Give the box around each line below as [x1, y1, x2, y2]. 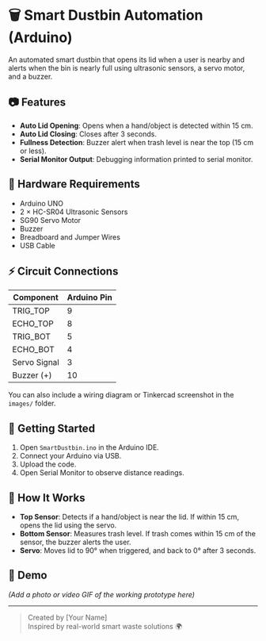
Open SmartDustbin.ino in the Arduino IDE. [19, 443, 160, 452]
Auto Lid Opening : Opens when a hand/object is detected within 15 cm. [19, 121, 253, 130]
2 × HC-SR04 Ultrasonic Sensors [19, 207, 128, 217]
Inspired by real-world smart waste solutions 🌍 [27, 621, 183, 631]
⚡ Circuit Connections [8, 264, 119, 278]
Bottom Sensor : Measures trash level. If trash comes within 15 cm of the [19, 529, 256, 538]
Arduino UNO [19, 198, 64, 208]
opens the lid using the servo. [19, 520, 117, 530]
